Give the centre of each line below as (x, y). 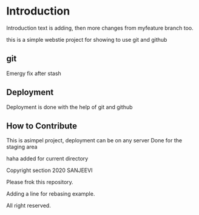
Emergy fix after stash (34, 73)
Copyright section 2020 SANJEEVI (49, 170)
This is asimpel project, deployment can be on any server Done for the (94, 141)
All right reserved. (29, 206)
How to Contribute (42, 126)
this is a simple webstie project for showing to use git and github (87, 39)
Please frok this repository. (40, 182)
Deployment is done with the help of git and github (69, 107)
